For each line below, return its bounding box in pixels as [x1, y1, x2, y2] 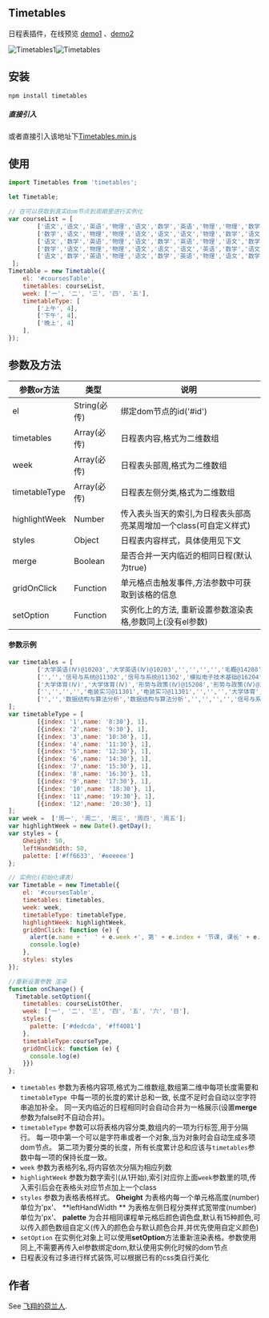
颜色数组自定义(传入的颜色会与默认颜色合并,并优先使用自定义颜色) [41, 1223, 259, 1232]
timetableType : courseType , [22, 1037, 113, 1045]
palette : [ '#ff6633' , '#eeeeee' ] [22, 852, 134, 860]
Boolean [74, 555, 106, 566]
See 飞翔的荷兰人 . [8, 1301, 68, 1311]
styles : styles [22, 956, 74, 964]
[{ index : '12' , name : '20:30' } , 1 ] [37, 800, 152, 808]
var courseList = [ [8, 216, 74, 224]
